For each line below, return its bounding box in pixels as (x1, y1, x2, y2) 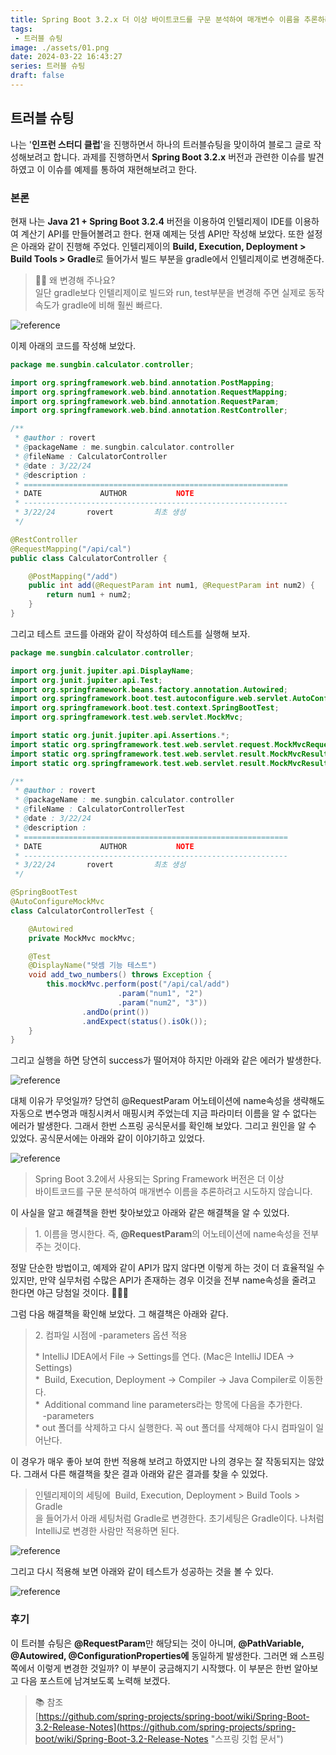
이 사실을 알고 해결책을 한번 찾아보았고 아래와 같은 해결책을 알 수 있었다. (10, 1207, 290, 1219)
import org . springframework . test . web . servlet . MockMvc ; (10, 712, 244, 723)
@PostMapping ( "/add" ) (28, 571, 118, 581)
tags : (10, 24, 33, 34)
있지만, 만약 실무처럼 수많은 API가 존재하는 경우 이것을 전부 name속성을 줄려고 (10, 1274, 317, 1286)
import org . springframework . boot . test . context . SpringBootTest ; (10, 703, 280, 713)
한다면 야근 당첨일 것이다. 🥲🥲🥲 (10, 1287, 130, 1299)
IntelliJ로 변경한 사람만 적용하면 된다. (34, 1525, 180, 1537)
